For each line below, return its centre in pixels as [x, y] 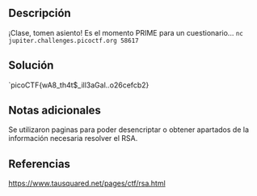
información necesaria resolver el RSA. [73, 138]
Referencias [40, 164]
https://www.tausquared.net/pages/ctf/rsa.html [87, 183]
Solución [31, 65]
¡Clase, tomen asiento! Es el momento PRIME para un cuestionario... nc [126, 32]
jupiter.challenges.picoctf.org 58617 [74, 40]
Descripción [40, 13]
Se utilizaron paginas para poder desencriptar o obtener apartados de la [128, 130]
